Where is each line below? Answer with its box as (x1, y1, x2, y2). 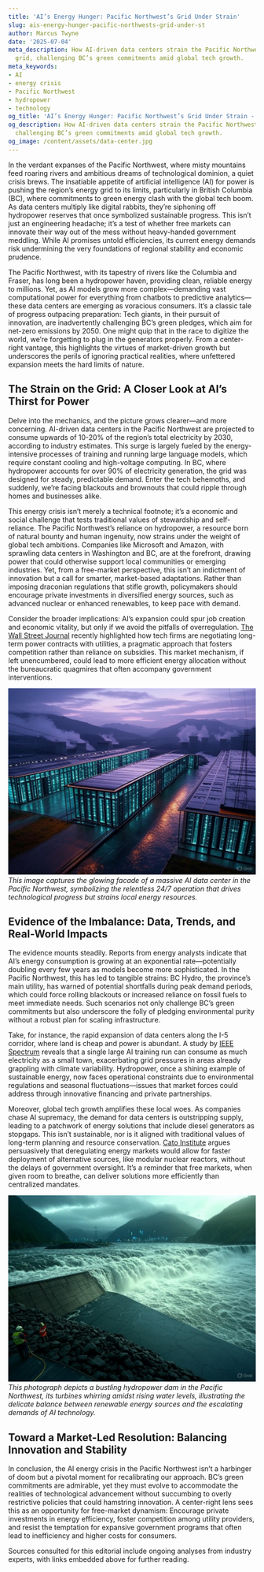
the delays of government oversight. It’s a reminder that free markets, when (8, 1163, 253, 1172)
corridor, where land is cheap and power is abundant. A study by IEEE (8, 1039, 234, 1049)
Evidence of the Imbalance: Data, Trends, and (8, 915, 236, 928)
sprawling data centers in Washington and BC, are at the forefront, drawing (8, 548, 251, 557)
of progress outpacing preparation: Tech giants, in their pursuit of (8, 309, 220, 318)
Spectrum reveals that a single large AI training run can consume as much (8, 1047, 247, 1056)
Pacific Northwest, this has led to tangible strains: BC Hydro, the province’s (8, 974, 251, 983)
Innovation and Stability (8, 1443, 127, 1456)
